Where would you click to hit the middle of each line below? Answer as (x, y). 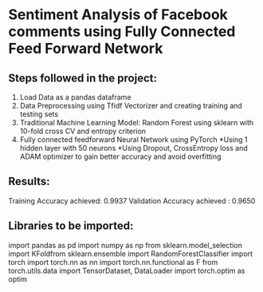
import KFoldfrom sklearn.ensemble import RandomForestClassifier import (131, 254)
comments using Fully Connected (122, 32)
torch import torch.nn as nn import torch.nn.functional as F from (113, 262)
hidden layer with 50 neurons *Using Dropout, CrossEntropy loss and (134, 148)
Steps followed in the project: (83, 78)
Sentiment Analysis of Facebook (118, 15)
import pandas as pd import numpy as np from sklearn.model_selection (126, 245)
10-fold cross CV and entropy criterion (82, 131)
